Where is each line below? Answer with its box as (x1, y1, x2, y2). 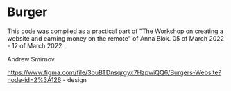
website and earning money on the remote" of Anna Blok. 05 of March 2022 (7, 34, 224, 42)
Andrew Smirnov (7, 54, 55, 63)
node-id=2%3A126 (7, 75, 62, 83)
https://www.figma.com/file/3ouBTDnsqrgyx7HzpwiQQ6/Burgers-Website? (7, 68, 222, 77)
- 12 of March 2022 (7, 41, 62, 50)
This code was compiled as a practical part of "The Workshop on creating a (7, 27, 224, 35)
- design (62, 75, 87, 83)
